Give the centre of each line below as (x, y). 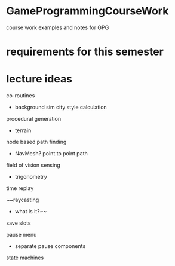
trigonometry (31, 177)
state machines (25, 258)
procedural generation (34, 119)
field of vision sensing (33, 165)
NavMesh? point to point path (51, 154)
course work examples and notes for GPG (58, 27)
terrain (23, 130)
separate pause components (50, 246)
